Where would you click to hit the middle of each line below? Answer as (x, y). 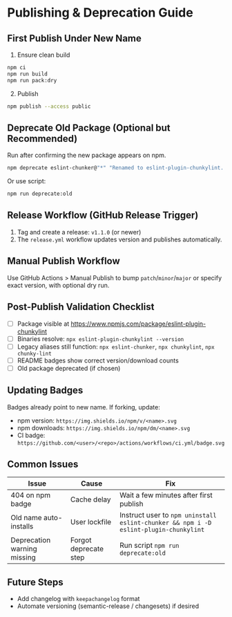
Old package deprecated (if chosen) (69, 368)
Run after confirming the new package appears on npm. (87, 155)
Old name (26, 518)
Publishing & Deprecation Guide (100, 13)
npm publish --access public (49, 106)
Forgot (81, 540)
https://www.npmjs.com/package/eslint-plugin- (138, 324)
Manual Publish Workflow (64, 261)
